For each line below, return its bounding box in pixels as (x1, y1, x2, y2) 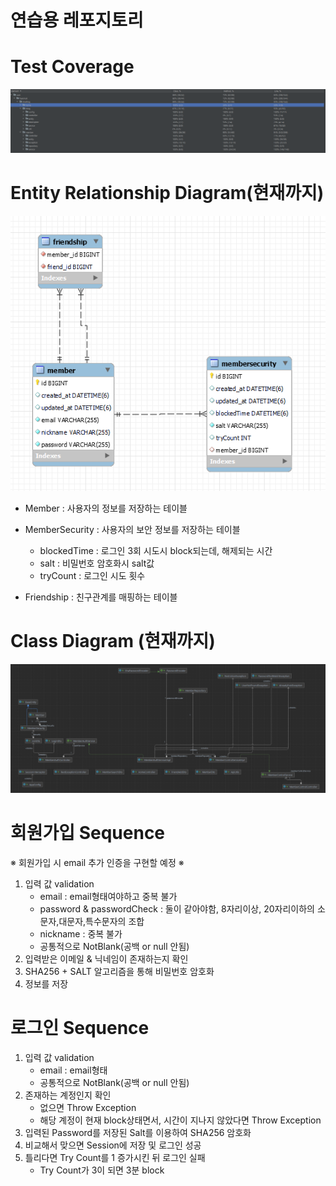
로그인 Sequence (10, 1017, 150, 1040)
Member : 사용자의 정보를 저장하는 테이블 (24, 502, 188, 514)
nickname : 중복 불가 (39, 928, 123, 940)
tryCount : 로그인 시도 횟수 (39, 569, 146, 581)
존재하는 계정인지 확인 (24, 1089, 112, 1101)
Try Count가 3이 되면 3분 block (39, 1164, 165, 1176)
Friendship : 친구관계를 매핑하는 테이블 (24, 591, 178, 603)
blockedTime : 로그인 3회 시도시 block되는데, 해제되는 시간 (39, 544, 273, 556)
